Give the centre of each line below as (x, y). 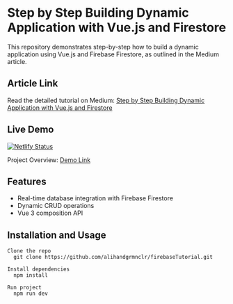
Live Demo (31, 130)
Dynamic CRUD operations (56, 206)
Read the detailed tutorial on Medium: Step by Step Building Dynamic (106, 100)
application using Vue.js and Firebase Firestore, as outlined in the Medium (113, 54)
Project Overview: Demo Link (49, 160)
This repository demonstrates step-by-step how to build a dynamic (103, 47)
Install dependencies (39, 269)
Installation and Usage (57, 235)
